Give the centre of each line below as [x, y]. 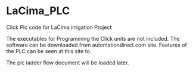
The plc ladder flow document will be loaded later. [68, 63]
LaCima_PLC [38, 11]
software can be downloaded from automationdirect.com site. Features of [97, 45]
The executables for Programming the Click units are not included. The [93, 38]
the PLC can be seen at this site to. [49, 51]
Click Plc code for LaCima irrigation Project [59, 27]
